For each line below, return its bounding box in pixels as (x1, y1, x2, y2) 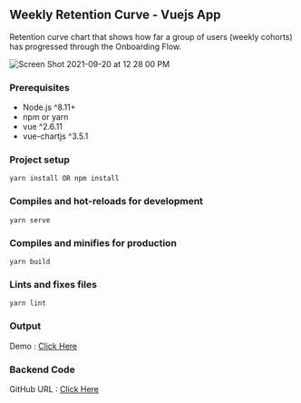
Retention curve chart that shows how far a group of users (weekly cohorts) (9, 31, 293, 42)
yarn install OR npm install (9, 174, 120, 183)
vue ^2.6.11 (22, 122, 63, 133)
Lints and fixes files (9, 278, 98, 290)
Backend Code (9, 363, 75, 376)
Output (9, 319, 42, 332)
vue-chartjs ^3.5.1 (22, 131, 89, 142)
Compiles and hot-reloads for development (9, 195, 204, 208)
